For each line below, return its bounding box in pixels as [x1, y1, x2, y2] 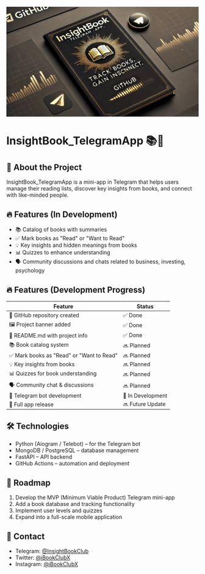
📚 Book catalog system [9, 341, 69, 348]
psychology [15, 267, 45, 274]
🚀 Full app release [9, 401, 54, 408]
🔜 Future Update [123, 401, 166, 408]
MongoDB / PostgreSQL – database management [15, 447, 139, 454]
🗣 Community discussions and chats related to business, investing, [15, 258, 186, 265]
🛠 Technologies [6, 421, 69, 431]
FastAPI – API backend [15, 453, 73, 461]
